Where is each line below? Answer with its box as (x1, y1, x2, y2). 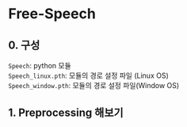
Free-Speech (8, 5, 97, 23)
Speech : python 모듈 (8, 61, 71, 70)
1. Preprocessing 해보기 (8, 106, 124, 120)
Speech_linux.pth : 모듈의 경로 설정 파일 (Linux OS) (8, 71, 169, 80)
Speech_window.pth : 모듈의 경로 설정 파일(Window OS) (8, 81, 180, 90)
